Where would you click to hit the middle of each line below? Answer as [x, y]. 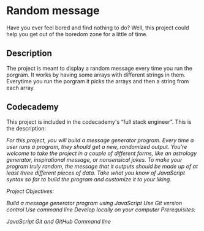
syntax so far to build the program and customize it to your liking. [89, 179]
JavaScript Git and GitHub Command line [59, 221]
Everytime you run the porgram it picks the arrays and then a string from [98, 81]
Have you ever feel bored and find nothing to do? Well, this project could [98, 28]
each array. [21, 88]
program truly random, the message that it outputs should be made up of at [102, 166]
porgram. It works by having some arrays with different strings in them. [96, 75]
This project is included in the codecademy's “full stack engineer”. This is [99, 122]
